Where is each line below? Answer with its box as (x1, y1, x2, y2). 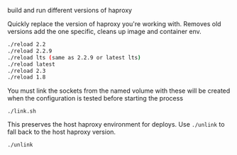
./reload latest (7, 60, 55, 68)
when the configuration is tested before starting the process (7, 94, 183, 103)
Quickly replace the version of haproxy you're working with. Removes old (7, 20, 221, 28)
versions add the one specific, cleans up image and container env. (7, 28, 202, 35)
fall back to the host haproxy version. (7, 127, 116, 137)
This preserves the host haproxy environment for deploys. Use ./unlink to (7, 120, 225, 129)
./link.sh (7, 108, 37, 115)
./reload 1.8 (7, 74, 46, 81)
